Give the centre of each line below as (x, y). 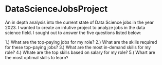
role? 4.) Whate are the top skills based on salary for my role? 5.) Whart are (80, 52)
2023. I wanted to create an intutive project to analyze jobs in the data (75, 27)
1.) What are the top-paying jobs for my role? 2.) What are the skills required (81, 42)
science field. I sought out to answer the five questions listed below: (73, 32)
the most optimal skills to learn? (37, 57)
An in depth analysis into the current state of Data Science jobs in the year (80, 22)
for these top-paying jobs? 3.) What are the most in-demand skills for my (78, 47)
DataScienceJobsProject (56, 9)
